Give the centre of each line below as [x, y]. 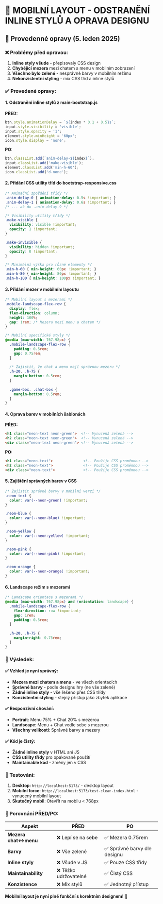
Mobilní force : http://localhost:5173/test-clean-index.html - [75, 791]
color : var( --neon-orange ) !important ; [50, 571]
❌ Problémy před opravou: [37, 52]
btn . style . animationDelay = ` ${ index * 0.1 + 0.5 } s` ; [61, 122]
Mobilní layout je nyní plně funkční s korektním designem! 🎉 [66, 896]
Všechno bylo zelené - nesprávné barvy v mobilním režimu [72, 73]
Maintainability [25, 873]
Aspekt [30, 826]
